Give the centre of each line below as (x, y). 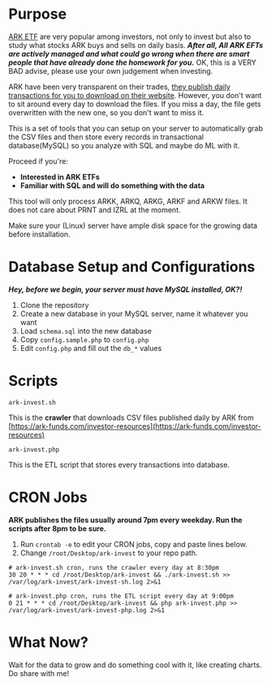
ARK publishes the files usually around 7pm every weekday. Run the (125, 520)
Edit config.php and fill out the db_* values (91, 348)
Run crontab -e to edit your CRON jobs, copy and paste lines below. (133, 544)
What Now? (49, 642)
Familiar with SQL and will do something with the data (112, 185)
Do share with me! (39, 673)
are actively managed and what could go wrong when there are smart (129, 54)
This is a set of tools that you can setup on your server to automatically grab (136, 128)
